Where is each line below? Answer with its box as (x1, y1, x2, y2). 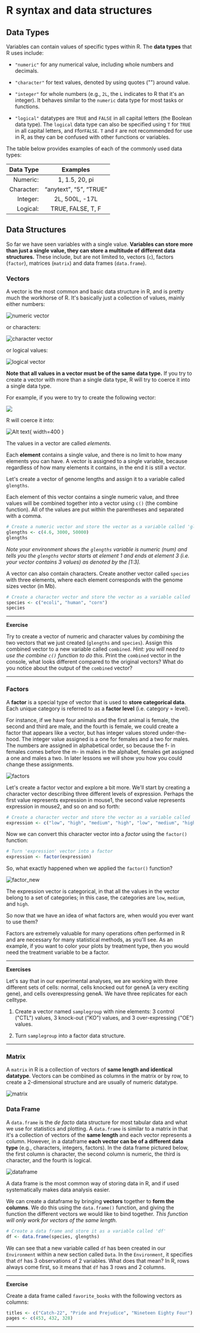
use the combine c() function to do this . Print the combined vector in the (6, 652, 182, 659)
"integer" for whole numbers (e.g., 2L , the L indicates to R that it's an (14, 90, 185, 97)
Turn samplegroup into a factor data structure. (14, 1032, 126, 1039)
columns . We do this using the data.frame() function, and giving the (6, 1204, 174, 1211)
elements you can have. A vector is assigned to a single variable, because (6, 458, 187, 465)
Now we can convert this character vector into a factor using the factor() (6, 831, 187, 838)
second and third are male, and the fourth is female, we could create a (6, 723, 179, 730)
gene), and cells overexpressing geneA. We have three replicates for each (6, 990, 187, 997)
